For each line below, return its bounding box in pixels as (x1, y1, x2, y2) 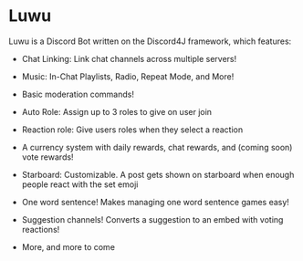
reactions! (21, 224, 60, 235)
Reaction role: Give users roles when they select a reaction (21, 124, 244, 135)
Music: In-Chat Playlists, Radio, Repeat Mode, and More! (21, 70, 235, 82)
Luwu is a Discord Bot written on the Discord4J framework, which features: (8, 36, 292, 47)
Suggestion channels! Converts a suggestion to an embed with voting (21, 214, 284, 224)
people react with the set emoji (21, 179, 139, 190)
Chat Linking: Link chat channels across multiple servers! (21, 53, 237, 64)
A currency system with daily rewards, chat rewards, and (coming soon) (21, 141, 293, 152)
